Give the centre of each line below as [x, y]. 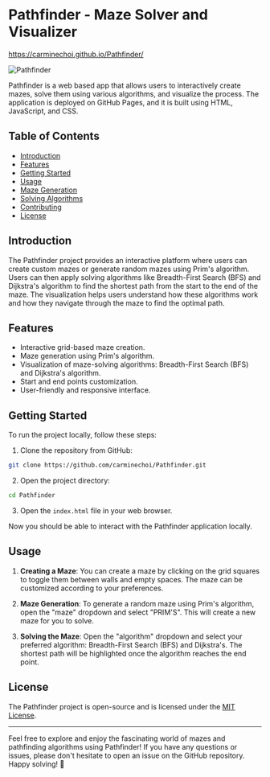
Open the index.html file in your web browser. [96, 510]
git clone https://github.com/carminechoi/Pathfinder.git [107, 465]
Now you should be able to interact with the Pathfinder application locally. [131, 526]
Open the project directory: [65, 481]
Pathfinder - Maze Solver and [108, 15]
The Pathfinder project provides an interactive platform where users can [128, 260]
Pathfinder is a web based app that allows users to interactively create [125, 85]
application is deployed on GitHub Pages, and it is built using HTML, [121, 102]
